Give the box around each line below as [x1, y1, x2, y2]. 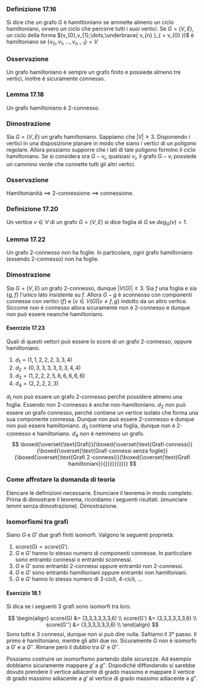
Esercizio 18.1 [6, 589, 41, 597]
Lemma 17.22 [6, 235, 46, 244]
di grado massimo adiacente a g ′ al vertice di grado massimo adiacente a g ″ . [6, 675, 198, 682]
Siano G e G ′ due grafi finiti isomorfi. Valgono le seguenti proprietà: [6, 531, 175, 538]
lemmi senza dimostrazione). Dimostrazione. [6, 502, 118, 510]
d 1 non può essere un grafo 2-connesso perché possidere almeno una [6, 393, 183, 402]
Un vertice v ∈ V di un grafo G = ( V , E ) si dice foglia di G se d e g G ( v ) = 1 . [6, 219, 188, 227]
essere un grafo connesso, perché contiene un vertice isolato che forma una [6, 409, 199, 416]
